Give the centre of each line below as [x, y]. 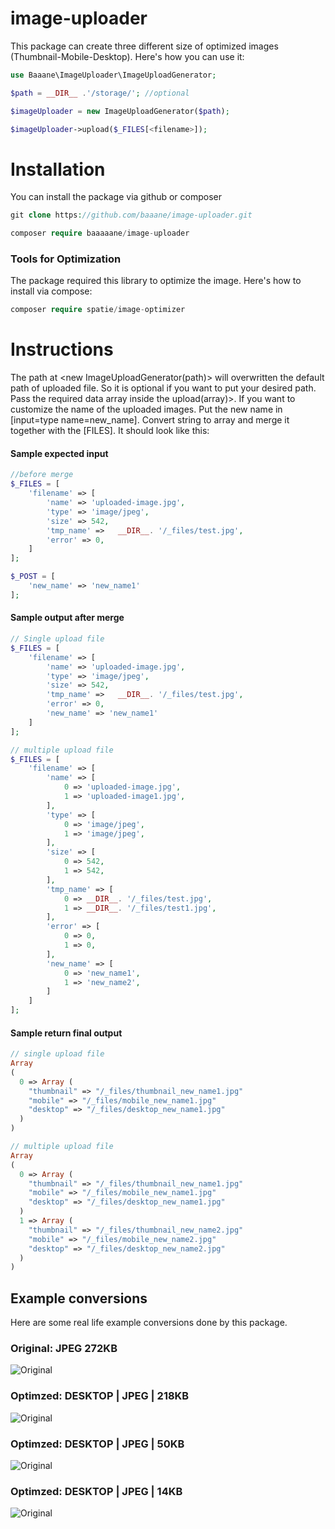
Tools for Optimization [66, 259]
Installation [58, 169]
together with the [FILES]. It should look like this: [110, 431]
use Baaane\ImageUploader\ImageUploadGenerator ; [113, 75]
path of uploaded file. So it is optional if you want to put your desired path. [163, 388]
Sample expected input [59, 453]
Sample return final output [66, 1033]
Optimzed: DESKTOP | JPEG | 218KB [100, 1396]
